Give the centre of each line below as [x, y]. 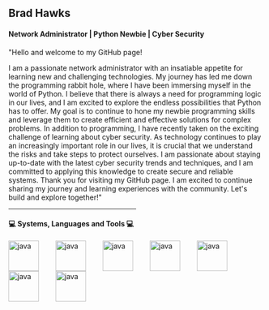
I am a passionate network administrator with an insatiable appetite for [126, 67]
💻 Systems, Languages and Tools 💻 [71, 224]
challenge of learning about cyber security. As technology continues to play [135, 136]
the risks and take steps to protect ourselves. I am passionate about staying [134, 154]
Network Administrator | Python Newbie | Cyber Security [107, 34]
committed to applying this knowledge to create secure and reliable [121, 171]
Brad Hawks [40, 13]
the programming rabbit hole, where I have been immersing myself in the [130, 85]
